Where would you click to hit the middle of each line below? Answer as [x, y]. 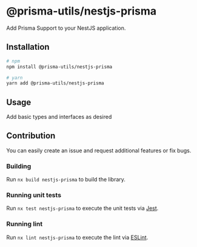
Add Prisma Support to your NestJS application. [66, 28]
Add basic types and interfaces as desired [59, 117]
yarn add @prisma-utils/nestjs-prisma [55, 83]
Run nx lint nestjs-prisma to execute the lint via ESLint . [77, 237]
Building [19, 166]
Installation [28, 47]
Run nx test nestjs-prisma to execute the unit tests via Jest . [82, 208]
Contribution [31, 136]
